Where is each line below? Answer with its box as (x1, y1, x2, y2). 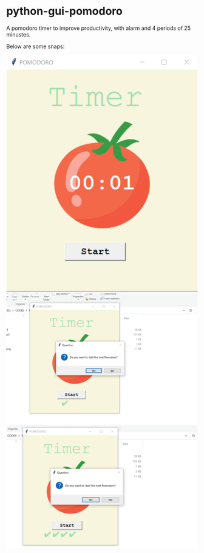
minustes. (6, 30, 31, 38)
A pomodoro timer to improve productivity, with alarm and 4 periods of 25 (6, 24, 191, 32)
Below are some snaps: (6, 43, 65, 50)
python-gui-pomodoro (6, 4, 123, 18)
